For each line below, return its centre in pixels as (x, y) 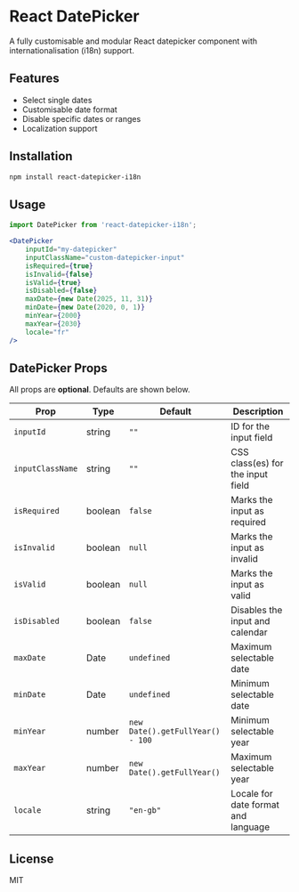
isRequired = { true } (59, 266)
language (250, 827)
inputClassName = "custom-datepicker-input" (105, 257)
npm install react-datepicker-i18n (75, 177)
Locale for (252, 794)
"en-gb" (145, 811)
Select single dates (57, 100)
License (32, 859)
